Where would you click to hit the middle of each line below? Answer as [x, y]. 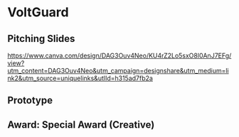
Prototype [30, 100]
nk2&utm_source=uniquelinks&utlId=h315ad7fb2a [80, 78]
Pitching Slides [41, 39]
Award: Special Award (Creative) [81, 125]
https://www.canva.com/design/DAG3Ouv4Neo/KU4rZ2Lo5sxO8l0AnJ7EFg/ [119, 55]
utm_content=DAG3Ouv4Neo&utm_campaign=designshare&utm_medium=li [118, 71]
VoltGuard [38, 12]
